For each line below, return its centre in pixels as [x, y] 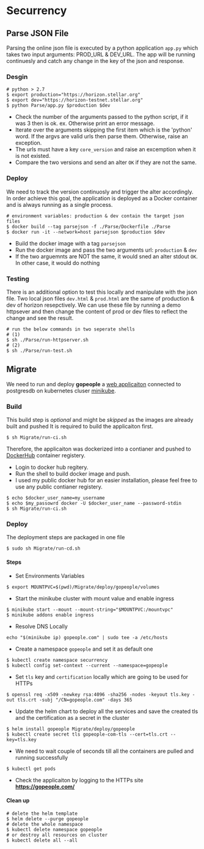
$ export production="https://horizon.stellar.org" [73, 95]
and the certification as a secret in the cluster [72, 717]
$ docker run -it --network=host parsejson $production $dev [86, 232]
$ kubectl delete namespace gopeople [54, 829]
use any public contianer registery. [59, 487]
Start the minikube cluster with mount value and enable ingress [95, 598]
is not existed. [33, 156]
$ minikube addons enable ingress [50, 615]
